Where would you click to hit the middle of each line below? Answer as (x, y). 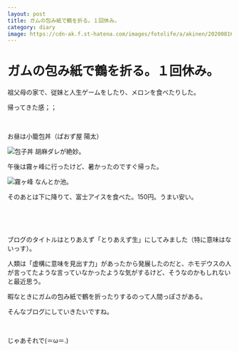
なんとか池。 (53, 182)
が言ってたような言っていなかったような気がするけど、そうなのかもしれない (119, 273)
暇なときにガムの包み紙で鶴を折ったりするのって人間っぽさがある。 (107, 297)
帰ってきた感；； (32, 108)
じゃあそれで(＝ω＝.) (38, 341)
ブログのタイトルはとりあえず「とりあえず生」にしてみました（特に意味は (116, 240)
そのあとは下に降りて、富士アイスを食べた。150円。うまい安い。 (102, 197)
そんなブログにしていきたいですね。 (60, 312)
